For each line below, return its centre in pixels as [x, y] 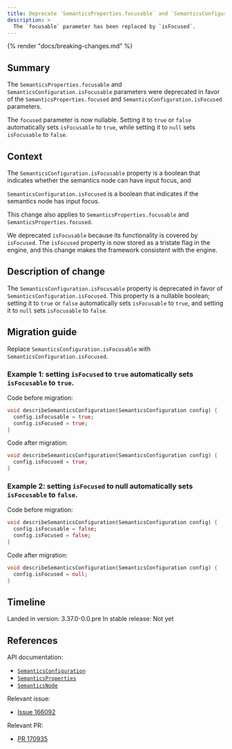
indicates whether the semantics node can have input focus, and [99, 180]
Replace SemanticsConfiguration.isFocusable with [79, 349]
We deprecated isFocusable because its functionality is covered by [103, 235]
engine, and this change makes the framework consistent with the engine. [112, 250]
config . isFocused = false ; [52, 536]
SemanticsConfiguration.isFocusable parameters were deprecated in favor [114, 92]
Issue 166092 [36, 712]
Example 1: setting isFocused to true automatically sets [100, 374]
